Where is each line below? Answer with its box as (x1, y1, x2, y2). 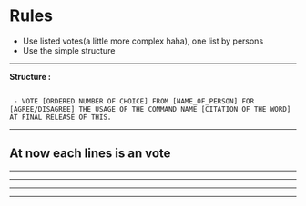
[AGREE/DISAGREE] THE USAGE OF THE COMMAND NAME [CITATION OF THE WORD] (9, 104, 291, 113)
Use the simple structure (22, 44, 116, 55)
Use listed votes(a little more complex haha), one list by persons (22, 35, 264, 46)
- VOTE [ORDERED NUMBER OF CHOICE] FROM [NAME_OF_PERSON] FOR (13, 96, 255, 105)
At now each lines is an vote (9, 146, 171, 162)
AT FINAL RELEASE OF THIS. (9, 113, 112, 122)
